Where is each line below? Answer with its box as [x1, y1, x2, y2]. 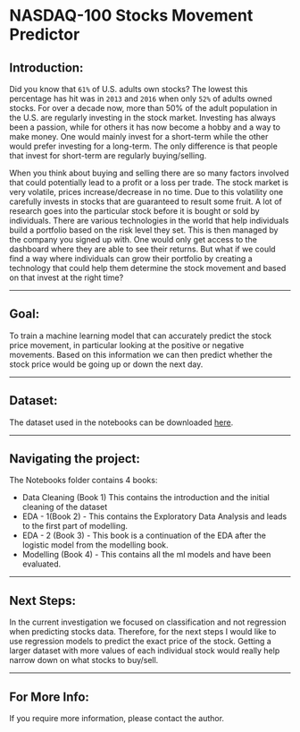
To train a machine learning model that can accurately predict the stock [9, 330, 272, 341]
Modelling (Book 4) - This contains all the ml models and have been [21, 549, 271, 560]
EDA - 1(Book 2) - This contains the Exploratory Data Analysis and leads [21, 511, 287, 522]
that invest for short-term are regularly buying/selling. [9, 150, 207, 161]
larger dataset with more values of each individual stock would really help [9, 645, 280, 656]
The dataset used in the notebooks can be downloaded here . [9, 417, 234, 428]
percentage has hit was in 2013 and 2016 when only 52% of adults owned [9, 93, 272, 104]
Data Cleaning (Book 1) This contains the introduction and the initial [21, 492, 270, 503]
